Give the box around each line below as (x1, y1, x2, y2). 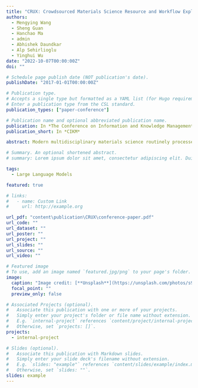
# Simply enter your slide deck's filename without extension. (6, 356, 170, 362)
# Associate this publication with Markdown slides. (6, 351, 144, 357)
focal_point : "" (11, 285, 51, 291)
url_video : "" (6, 253, 41, 259)
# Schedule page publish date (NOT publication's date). (6, 74, 149, 80)
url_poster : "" (6, 231, 44, 237)
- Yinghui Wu (11, 53, 44, 58)
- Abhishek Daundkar (11, 42, 62, 48)
